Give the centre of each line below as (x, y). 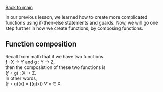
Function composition (41, 44)
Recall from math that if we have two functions (54, 56)
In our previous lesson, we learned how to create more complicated (76, 17)
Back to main (19, 7)
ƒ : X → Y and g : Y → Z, (30, 62)
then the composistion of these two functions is (55, 67)
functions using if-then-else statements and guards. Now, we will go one (82, 23)
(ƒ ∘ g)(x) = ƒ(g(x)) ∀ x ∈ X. (34, 83)
